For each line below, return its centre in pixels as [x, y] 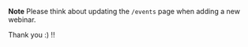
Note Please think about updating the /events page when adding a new [124, 11]
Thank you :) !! [32, 35]
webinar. [22, 20]
